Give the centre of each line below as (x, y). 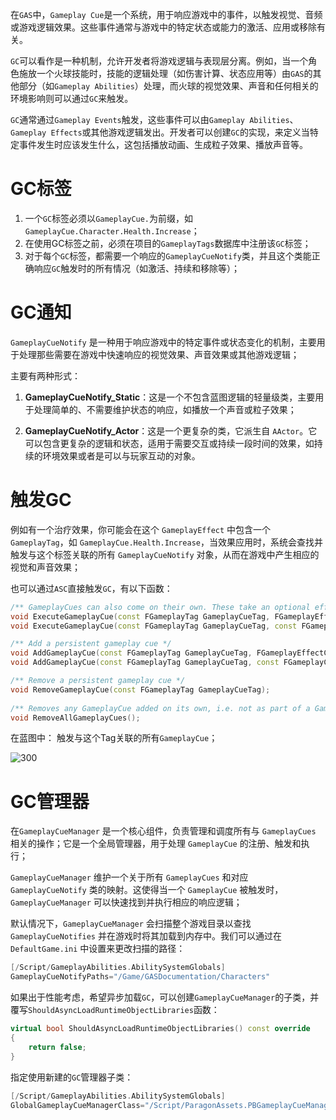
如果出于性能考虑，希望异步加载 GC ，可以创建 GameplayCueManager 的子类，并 (165, 997)
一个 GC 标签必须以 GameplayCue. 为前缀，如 (109, 218)
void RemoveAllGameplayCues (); (75, 718)
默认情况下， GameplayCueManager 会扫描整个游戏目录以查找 (131, 924)
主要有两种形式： (45, 375)
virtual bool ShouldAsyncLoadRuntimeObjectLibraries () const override (160, 1029)
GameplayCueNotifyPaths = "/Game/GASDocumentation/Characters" (140, 977)
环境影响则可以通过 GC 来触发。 (72, 98)
